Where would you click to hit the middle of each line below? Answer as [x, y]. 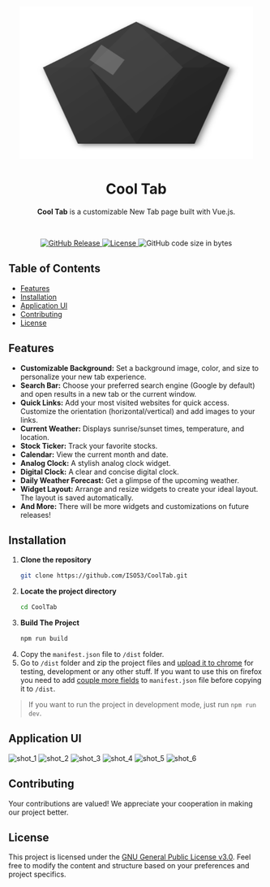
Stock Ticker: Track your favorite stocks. [89, 446]
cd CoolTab [39, 607]
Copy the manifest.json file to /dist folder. [92, 654]
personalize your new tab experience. [83, 376]
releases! [35, 515]
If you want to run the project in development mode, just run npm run [142, 704]
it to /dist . [38, 689]
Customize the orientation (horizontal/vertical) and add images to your [137, 411]
